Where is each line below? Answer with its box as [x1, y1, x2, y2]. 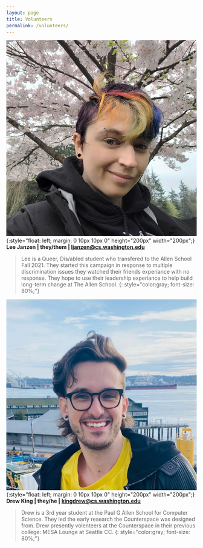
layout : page [6, 10, 39, 16]
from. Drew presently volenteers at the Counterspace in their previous [21, 522, 196, 529]
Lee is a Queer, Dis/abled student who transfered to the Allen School [21, 255, 192, 263]
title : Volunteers [6, 16, 53, 22]
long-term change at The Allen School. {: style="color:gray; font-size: [21, 281, 195, 288]
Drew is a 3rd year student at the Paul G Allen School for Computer [21, 509, 188, 517]
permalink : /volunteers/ [6, 22, 69, 28]
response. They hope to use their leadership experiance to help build [21, 274, 193, 282]
